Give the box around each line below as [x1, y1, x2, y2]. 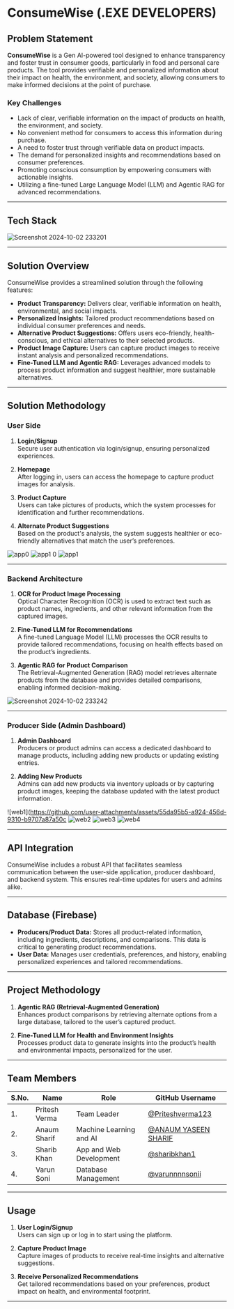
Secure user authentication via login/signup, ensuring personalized [17, 444, 210, 452]
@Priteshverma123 [148, 1109, 212, 1119]
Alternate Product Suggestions [17, 521, 109, 530]
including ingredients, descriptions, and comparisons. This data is [17, 935, 207, 943]
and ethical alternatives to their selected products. [50, 336, 195, 344]
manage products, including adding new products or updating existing [17, 751, 219, 760]
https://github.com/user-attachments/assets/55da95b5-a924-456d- [30, 808, 227, 816]
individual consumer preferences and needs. [17, 321, 146, 330]
